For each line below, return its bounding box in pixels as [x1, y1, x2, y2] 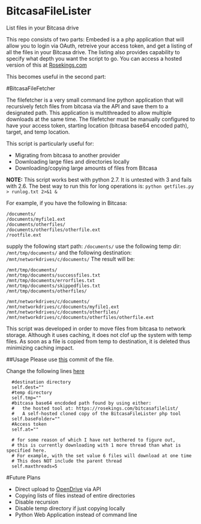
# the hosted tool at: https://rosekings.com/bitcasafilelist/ [11, 405, 179, 411]
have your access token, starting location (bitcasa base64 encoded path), [6, 122, 189, 129]
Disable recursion [14, 498, 59, 505]
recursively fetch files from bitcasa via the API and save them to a [6, 102, 169, 109]
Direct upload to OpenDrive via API [14, 485, 101, 493]
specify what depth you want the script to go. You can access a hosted [6, 55, 182, 62]
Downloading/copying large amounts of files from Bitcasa [14, 164, 158, 171]
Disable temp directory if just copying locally [14, 504, 125, 512]
